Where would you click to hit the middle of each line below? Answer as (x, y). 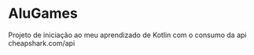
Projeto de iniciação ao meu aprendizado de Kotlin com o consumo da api (127, 35)
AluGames (43, 14)
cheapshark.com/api (42, 43)
